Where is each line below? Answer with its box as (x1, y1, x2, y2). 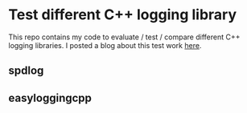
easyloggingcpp (8, 91, 93, 105)
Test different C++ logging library (8, 6, 237, 24)
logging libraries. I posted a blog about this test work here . (8, 40, 202, 50)
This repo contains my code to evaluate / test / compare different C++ (8, 32, 241, 42)
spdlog (8, 64, 44, 78)
